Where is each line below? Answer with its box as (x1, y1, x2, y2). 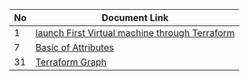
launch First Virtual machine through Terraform (35, 27, 235, 39)
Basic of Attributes (35, 41, 115, 53)
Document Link (101, 12, 169, 23)
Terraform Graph (35, 56, 107, 68)
